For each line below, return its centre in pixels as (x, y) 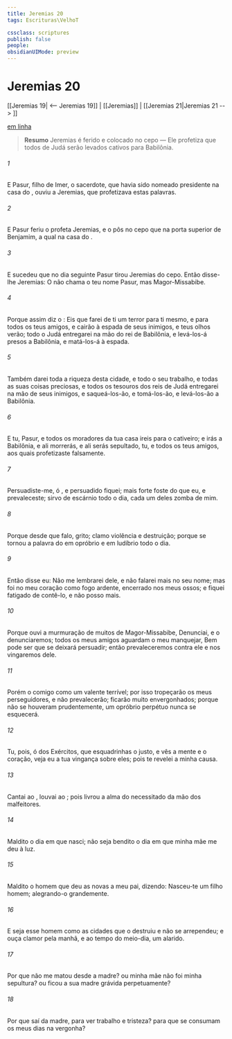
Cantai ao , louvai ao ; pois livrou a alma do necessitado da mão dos (104, 796)
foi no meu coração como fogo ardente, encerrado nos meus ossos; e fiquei (116, 587)
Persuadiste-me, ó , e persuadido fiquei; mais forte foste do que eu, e (107, 491)
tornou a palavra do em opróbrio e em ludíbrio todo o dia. (89, 543)
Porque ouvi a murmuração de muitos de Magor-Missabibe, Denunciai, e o (114, 632)
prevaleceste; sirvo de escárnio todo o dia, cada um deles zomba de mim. (113, 498)
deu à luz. (21, 849)
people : (18, 46)
